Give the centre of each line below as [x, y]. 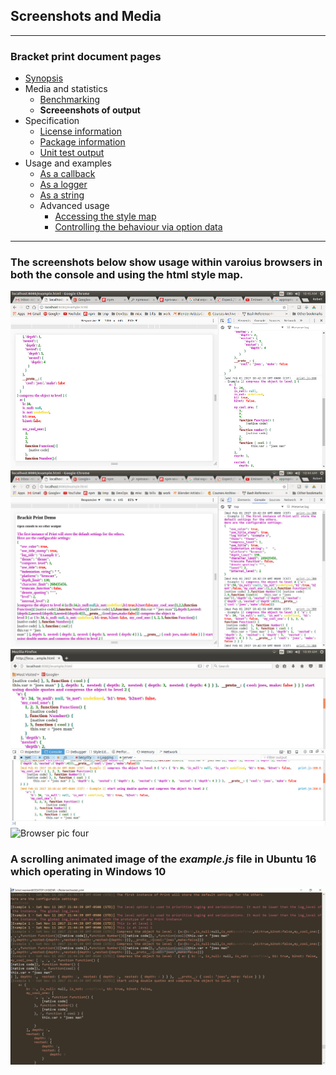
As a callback [67, 174]
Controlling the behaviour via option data [138, 227]
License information [80, 131]
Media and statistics [66, 89]
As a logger [63, 185]
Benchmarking [70, 100]
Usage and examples [68, 163]
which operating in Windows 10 [88, 871]
